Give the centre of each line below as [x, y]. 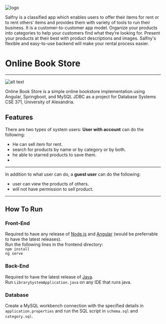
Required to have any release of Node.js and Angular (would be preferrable [82, 234]
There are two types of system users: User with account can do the [75, 129]
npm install [17, 249]
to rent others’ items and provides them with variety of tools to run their [78, 23]
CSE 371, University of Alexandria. [40, 102]
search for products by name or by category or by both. [69, 149]
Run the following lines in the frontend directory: [54, 244]
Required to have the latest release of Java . [49, 277]
